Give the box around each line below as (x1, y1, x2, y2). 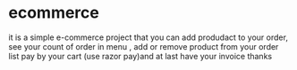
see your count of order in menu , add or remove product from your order (8, 41, 279, 51)
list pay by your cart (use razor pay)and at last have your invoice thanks (8, 51, 273, 61)
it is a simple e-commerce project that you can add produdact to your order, (8, 32, 288, 43)
